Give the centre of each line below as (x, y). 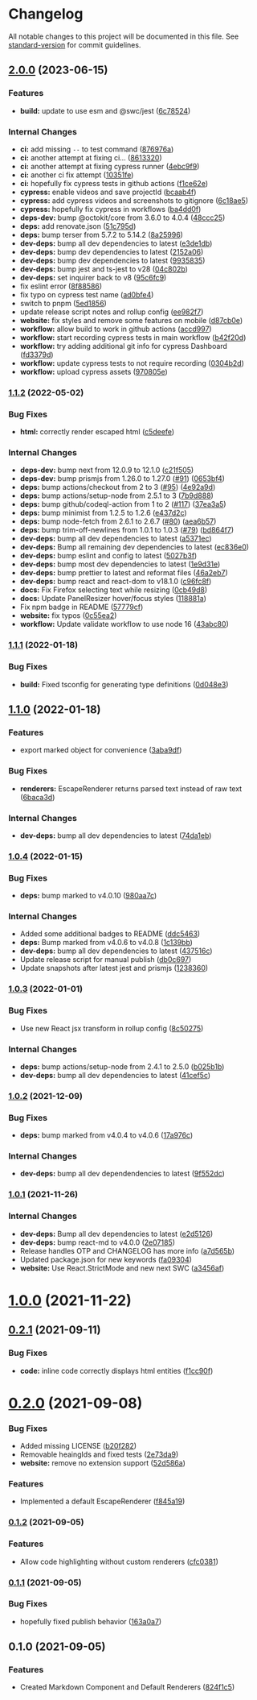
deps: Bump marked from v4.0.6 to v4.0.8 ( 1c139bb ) (106, 943)
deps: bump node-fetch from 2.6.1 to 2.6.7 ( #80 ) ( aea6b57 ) (118, 521)
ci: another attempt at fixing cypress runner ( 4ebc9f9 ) (110, 166)
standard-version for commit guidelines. (75, 44)
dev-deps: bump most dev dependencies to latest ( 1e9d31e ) (120, 564)
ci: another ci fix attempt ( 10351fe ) (77, 175)
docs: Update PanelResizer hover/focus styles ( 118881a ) (113, 599)
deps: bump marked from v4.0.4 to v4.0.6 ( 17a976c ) (106, 1135)
